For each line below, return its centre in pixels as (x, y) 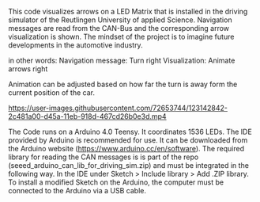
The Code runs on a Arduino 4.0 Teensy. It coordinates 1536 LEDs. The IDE (130, 131)
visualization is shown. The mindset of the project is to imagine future (121, 36)
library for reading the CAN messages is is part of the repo (104, 157)
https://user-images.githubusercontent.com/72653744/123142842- (118, 108)
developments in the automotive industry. (76, 45)
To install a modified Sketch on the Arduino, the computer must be (116, 182)
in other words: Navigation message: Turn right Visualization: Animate (122, 60)
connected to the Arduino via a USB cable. (77, 191)
